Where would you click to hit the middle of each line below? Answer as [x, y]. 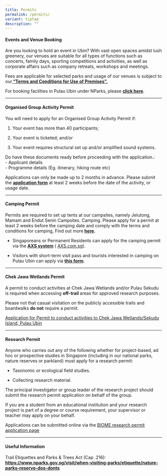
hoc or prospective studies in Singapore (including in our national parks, [79, 356]
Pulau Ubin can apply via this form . [48, 261]
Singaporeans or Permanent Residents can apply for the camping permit [86, 240]
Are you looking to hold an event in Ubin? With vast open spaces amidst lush [83, 51]
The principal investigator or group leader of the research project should [79, 390]
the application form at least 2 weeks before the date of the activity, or [78, 182]
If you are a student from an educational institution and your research [76, 405]
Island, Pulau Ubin [24, 323]
